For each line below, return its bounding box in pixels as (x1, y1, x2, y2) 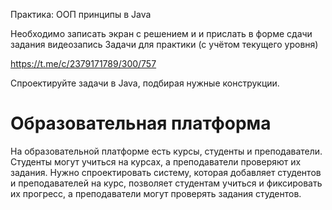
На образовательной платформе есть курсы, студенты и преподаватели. (10, 145, 323, 157)
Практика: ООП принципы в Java (10, 9, 152, 20)
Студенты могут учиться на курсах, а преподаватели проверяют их (10, 155, 302, 168)
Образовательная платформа (10, 112, 272, 135)
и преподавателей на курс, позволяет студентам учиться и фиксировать (10, 177, 323, 189)
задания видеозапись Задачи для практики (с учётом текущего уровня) (10, 39, 319, 50)
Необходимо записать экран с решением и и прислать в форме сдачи (10, 28, 313, 39)
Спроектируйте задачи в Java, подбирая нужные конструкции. (10, 77, 280, 89)
